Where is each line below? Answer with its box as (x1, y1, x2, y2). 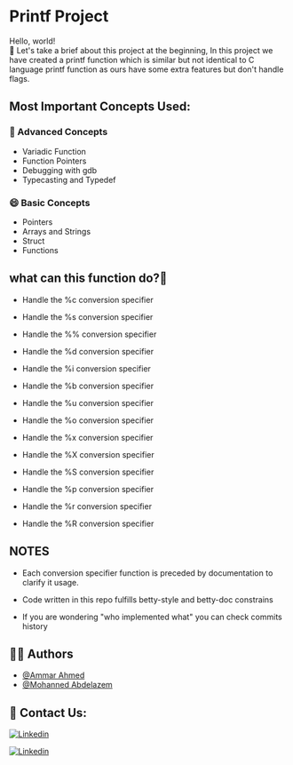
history (21, 620, 49, 632)
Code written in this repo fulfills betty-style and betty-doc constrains (21, 594, 273, 605)
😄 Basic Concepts (9, 196, 91, 209)
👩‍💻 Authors (9, 646, 74, 661)
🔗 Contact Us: (9, 705, 87, 721)
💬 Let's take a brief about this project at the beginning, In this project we (9, 44, 273, 55)
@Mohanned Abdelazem (21, 680, 113, 690)
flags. (9, 73, 30, 84)
